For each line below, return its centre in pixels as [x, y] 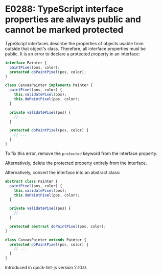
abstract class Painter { [31, 181]
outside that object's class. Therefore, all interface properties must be [75, 49]
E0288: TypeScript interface [64, 9]
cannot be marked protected [64, 30]
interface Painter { [26, 63]
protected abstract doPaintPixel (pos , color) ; [58, 226]
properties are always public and [73, 19]
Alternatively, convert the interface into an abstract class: [63, 172]
